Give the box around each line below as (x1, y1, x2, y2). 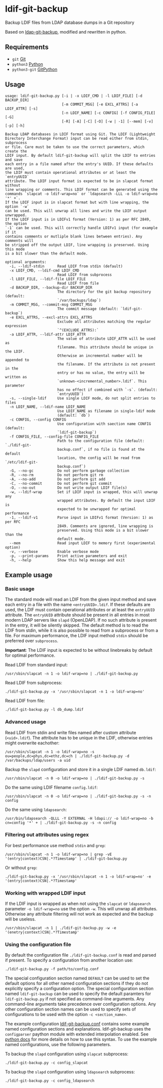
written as (5, 374, 27, 379)
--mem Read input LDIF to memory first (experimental (9, 540, 156, 546)
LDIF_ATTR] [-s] (5, 106, 38, 111)
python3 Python (12, 61, 43, 67)
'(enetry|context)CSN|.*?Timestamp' (5, 930, 79, 935)
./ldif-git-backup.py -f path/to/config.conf (5, 967, 99, 972)
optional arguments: (5, 259, 47, 264)
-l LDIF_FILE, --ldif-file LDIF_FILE (9, 277, 86, 281)
